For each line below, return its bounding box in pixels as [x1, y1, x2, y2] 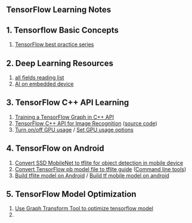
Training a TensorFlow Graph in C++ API [14, 113, 114, 120]
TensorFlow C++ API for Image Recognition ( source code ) [14, 119, 158, 127]
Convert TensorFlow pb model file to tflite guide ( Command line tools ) [14, 165, 187, 172]
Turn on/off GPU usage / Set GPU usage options [14, 126, 134, 133]
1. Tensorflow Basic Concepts [6, 25, 119, 35]
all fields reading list [14, 74, 64, 81]
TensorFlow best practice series [14, 41, 94, 48]
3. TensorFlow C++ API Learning [6, 98, 129, 108]
